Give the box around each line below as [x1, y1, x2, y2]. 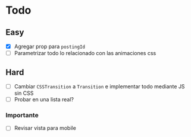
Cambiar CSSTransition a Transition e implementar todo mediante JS [14, 82, 185, 90]
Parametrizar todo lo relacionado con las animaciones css [14, 50, 156, 57]
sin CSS [14, 90, 34, 97]
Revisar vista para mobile [14, 125, 77, 132]
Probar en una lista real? [14, 96, 74, 103]
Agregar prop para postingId [14, 43, 86, 50]
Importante [5, 111, 39, 119]
